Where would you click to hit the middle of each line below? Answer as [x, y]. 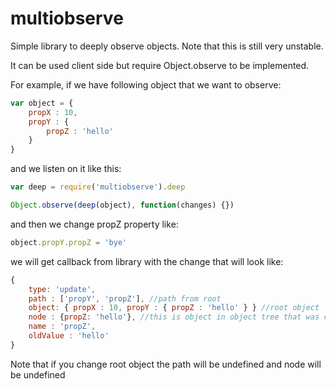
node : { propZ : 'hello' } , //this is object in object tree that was [174, 317]
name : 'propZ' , [62, 327]
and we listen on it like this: [66, 169]
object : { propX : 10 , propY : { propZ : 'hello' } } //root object [174, 308]
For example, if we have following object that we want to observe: [146, 84]
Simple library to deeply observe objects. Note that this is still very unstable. [167, 46]
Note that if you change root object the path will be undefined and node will [166, 364]
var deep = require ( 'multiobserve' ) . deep [98, 187]
